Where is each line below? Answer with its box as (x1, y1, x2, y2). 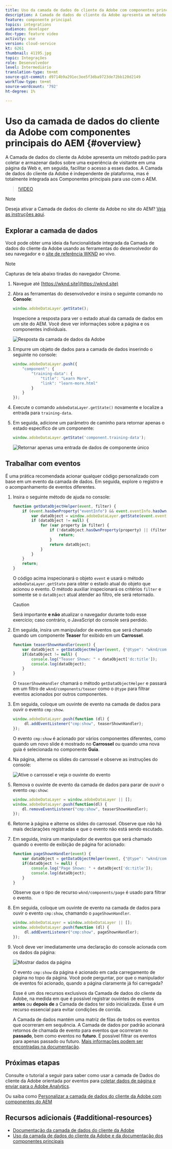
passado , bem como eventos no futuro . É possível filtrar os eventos (12, 1032, 157, 1039)
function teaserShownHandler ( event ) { (12, 642, 96, 647)
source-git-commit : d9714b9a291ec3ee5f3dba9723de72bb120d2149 (5, 75, 141, 80)
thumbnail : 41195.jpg (5, 50, 52, 55)
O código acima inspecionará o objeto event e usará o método (12, 575, 144, 581)
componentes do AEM (5, 1098, 52, 1105)
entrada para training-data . (12, 410, 73, 416)
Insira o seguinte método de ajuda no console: (12, 494, 111, 500)
